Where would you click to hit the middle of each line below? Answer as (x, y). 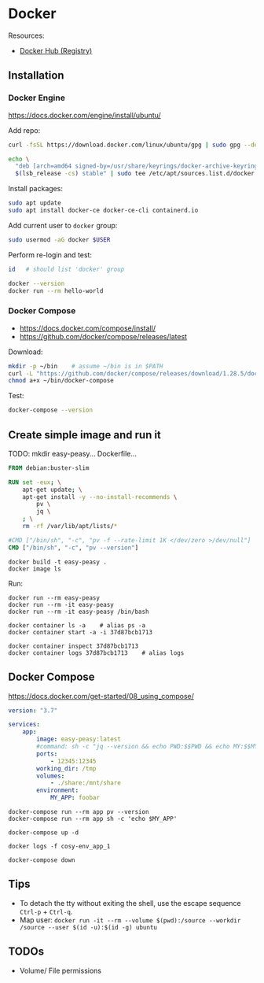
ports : (47, 754)
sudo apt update (35, 203)
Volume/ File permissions (60, 970)
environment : (58, 791)
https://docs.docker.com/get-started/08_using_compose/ (101, 696)
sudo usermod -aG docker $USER (59, 240)
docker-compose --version (50, 410)
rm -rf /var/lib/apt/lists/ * (70, 527)
